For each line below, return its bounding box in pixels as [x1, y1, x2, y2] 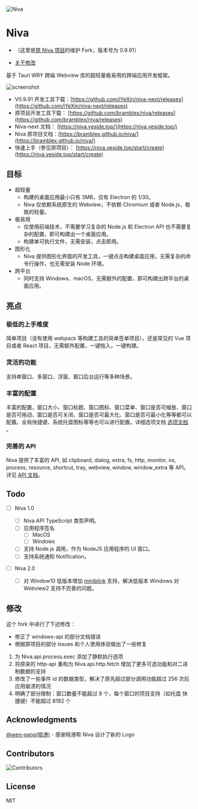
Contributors [6, 748, 55, 759]
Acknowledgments [6, 714, 78, 724]
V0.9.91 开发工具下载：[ [14, 95, 72, 103]
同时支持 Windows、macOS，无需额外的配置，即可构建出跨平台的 [23, 275, 184, 282]
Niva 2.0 [14, 564, 35, 571]
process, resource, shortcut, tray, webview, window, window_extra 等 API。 [6, 464, 189, 471]
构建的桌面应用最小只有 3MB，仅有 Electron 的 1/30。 [23, 193, 154, 200]
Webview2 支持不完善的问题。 [23, 584, 97, 592]
